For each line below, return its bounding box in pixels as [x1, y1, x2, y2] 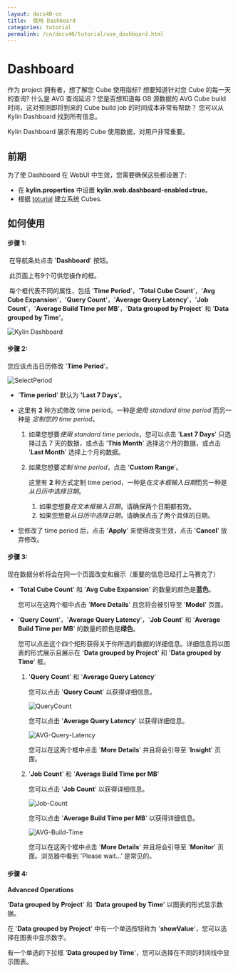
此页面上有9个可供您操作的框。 [9, 271, 101, 280]
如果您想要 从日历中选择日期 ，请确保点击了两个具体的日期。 [38, 511, 214, 519]
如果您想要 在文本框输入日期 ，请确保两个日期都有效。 [38, 502, 196, 511]
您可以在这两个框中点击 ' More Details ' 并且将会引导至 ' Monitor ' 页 [28, 843, 224, 851]
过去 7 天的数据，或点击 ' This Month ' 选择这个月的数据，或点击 [34, 439, 221, 447]
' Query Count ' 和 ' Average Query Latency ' [28, 672, 157, 681]
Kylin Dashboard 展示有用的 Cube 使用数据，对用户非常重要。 [7, 128, 190, 136]
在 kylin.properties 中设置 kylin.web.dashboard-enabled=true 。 [17, 186, 212, 194]
